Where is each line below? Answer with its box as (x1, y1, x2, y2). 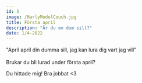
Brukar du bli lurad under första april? (6, 59, 96, 66)
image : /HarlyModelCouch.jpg (6, 14, 77, 20)
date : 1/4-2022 (6, 30, 43, 36)
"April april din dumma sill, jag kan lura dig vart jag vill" (6, 46, 137, 53)
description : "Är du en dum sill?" (6, 25, 93, 31)
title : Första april (6, 19, 56, 25)
